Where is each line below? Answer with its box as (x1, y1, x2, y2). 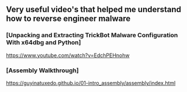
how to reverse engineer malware (6, 14, 131, 24)
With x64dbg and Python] (6, 38, 81, 47)
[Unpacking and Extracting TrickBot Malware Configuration (6, 31, 178, 40)
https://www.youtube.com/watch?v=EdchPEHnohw (6, 52, 130, 59)
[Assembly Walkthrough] (6, 66, 79, 75)
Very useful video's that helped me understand (6, 5, 182, 15)
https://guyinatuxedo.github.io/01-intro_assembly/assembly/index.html (6, 79, 176, 86)
